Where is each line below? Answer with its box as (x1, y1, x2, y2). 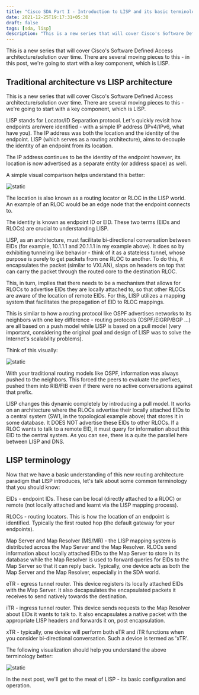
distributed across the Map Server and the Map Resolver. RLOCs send (6, 543, 177, 550)
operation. (6, 681, 31, 689)
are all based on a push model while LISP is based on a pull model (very (6, 322, 182, 330)
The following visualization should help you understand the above (6, 646, 167, 653)
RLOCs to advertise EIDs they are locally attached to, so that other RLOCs (6, 286, 185, 293)
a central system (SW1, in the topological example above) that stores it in (6, 412, 184, 419)
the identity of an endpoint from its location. (6, 142, 114, 149)
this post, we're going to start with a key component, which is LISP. (6, 60, 170, 67)
